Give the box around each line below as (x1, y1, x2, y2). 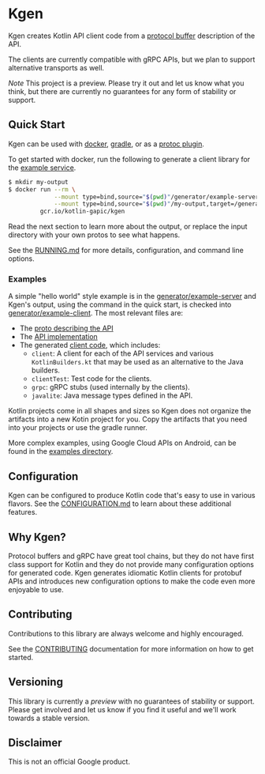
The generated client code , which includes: (19, 341, 161, 350)
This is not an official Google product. (8, 757, 130, 767)
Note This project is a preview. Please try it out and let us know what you (8, 78, 244, 88)
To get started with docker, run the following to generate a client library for (8, 154, 251, 164)
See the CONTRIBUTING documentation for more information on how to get (8, 644, 254, 653)
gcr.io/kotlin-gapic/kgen (39, 207, 125, 216)
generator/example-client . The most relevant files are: (8, 308, 184, 318)
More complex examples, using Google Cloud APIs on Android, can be (8, 438, 237, 447)
